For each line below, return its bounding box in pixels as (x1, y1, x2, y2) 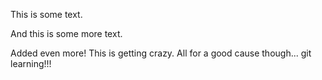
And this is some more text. (10, 28, 123, 39)
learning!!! (10, 58, 52, 69)
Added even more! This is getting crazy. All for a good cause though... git (10, 47, 312, 59)
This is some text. (10, 9, 83, 20)
